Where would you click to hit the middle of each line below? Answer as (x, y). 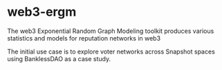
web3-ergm (42, 12)
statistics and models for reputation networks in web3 (84, 38)
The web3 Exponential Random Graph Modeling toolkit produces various (111, 31)
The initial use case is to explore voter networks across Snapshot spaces (111, 51)
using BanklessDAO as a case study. (59, 58)
